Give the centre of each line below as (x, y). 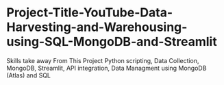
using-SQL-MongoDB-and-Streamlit (112, 42)
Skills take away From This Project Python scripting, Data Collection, (103, 60)
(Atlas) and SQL (29, 75)
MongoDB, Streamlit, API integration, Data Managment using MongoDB (107, 68)
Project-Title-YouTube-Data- (89, 13)
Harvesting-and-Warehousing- (97, 27)
